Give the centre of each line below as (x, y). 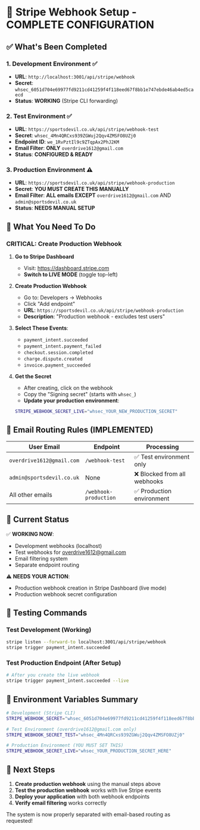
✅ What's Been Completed (57, 47)
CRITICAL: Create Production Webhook (64, 243)
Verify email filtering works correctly (61, 803)
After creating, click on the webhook (68, 388)
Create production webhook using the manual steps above (87, 784)
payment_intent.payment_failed (62, 347)
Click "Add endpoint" (49, 304)
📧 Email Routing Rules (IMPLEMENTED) (80, 430)
